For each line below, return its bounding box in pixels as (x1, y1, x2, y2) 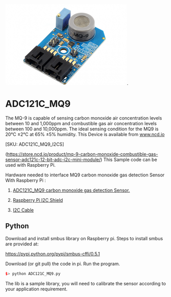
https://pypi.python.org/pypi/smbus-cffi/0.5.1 (5, 250, 100, 257)
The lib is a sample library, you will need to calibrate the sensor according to (5, 280, 166, 286)
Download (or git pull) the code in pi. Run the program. (5, 260, 120, 267)
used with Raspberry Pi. (5, 162, 56, 168)
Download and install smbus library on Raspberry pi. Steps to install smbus (5, 235, 163, 241)
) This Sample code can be (100, 156, 157, 163)
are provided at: (5, 241, 39, 247)
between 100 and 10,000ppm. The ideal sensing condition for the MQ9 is (5, 126, 159, 132)
